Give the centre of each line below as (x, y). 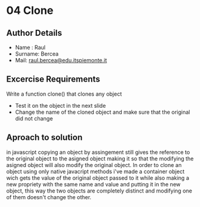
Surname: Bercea (37, 54)
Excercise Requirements (53, 79)
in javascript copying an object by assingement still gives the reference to (98, 152)
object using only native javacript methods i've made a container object (95, 171)
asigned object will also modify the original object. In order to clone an (94, 165)
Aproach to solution (45, 138)
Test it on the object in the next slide (60, 105)
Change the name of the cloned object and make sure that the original (102, 112)
